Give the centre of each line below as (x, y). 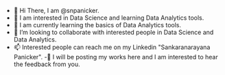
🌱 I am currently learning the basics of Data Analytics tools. (97, 25)
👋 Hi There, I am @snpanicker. (56, 11)
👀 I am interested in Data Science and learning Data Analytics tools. (109, 18)
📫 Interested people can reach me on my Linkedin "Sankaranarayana (112, 47)
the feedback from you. (47, 64)
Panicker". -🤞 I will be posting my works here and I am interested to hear (116, 57)
